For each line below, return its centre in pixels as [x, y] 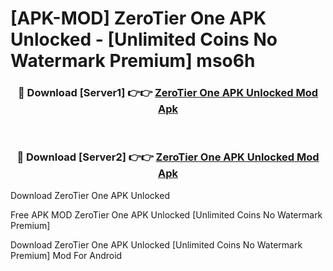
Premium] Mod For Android [66, 255]
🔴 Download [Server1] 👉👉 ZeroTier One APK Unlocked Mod [168, 93]
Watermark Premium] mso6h [133, 61]
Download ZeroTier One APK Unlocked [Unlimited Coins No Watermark [156, 244]
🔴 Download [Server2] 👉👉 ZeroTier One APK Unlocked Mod [168, 157]
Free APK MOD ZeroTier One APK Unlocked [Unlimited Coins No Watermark [166, 214]
